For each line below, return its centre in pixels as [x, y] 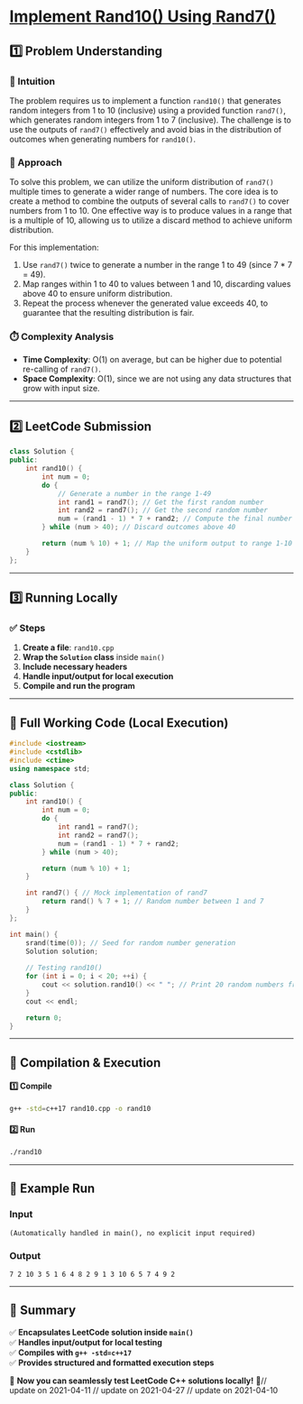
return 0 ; [44, 1018]
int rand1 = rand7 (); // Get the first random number [161, 502]
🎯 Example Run [52, 1189]
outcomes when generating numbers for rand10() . [103, 139]
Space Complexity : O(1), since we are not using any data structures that [156, 379]
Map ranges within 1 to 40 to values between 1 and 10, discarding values [156, 284]
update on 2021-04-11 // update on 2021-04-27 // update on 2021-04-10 [144, 1390]
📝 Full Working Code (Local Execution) [119, 723]
